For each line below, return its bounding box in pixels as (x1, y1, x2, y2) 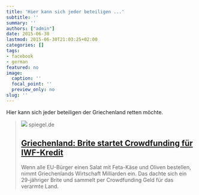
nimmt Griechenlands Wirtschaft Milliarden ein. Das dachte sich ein (20, 170, 187, 177)
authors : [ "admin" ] (6, 25, 55, 32)
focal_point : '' (11, 81, 52, 87)
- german (6, 59, 28, 65)
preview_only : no (11, 87, 55, 93)
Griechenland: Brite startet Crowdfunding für (20, 138, 193, 148)
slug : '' (6, 92, 28, 98)
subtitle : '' (6, 14, 39, 20)
